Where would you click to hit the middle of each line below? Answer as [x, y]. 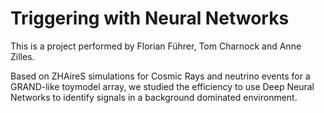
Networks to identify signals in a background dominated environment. [154, 97]
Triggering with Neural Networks [150, 18]
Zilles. [22, 56]
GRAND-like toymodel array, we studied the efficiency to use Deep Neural [162, 86]
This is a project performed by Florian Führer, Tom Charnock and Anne [156, 46]
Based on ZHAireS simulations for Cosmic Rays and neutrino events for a [160, 76]
